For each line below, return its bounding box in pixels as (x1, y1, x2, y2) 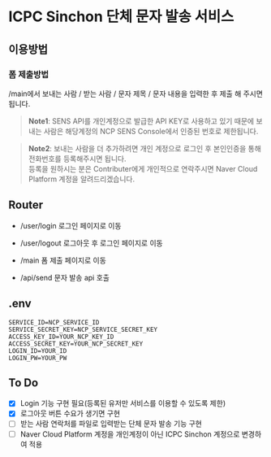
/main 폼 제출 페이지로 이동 (19, 255, 107, 265)
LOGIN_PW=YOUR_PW (8, 354, 67, 362)
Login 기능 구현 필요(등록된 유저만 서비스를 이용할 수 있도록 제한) (19, 398, 226, 408)
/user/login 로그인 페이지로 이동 (19, 220, 122, 230)
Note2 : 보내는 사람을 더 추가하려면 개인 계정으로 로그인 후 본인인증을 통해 (28, 143, 262, 153)
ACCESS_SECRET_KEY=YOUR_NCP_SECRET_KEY (8, 339, 144, 348)
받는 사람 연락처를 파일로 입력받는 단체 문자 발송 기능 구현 (19, 419, 203, 429)
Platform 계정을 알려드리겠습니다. (28, 174, 135, 184)
